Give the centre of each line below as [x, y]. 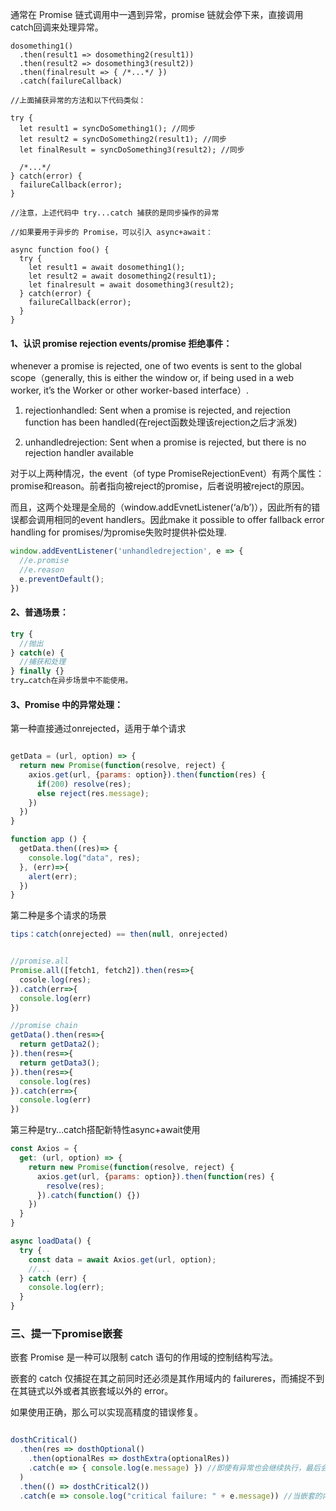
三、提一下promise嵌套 [66, 1334]
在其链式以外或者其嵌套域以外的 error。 [92, 1391]
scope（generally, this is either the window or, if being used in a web [152, 378]
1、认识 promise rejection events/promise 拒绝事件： [121, 343]
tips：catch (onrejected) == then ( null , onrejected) [119, 934]
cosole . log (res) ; [55, 979]
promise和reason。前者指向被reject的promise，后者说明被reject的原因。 [160, 486]
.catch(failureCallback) [71, 81]
